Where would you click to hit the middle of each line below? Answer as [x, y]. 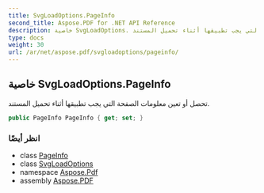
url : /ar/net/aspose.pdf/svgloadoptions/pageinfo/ [94, 52]
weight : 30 [26, 45]
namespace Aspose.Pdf [59, 172]
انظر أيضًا [24, 138]
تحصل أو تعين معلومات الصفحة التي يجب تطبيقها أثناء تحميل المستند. [109, 103]
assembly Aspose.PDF [56, 180]
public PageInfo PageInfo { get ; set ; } [76, 118]
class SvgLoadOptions [56, 164]
